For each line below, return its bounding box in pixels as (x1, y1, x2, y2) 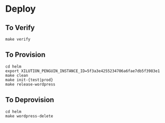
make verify (5, 37, 30, 42)
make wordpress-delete (5, 113, 53, 118)
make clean (5, 73, 28, 78)
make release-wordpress (5, 82, 56, 87)
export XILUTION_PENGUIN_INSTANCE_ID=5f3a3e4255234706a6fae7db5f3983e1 (5, 68, 160, 74)
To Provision (5, 50, 46, 59)
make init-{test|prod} (5, 77, 53, 82)
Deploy (5, 3, 36, 15)
